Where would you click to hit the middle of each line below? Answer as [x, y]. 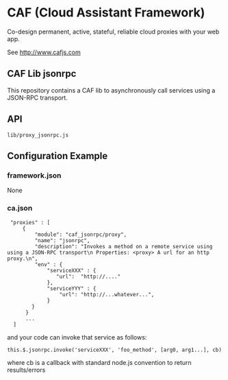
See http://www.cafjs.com [44, 52]
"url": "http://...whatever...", [107, 294]
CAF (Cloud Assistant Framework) [106, 13]
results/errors [26, 370]
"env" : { [49, 264]
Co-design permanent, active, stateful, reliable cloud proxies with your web [113, 32]
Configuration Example [58, 156]
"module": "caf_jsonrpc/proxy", [81, 235]
